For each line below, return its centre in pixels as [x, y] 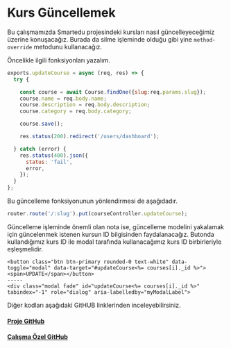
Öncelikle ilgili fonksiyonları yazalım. [59, 60]
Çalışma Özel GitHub [37, 337]
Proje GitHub [26, 321]
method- [205, 40]
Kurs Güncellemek [61, 13]
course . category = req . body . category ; [76, 111]
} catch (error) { [40, 149]
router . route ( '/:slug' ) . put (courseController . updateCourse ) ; [97, 214]
